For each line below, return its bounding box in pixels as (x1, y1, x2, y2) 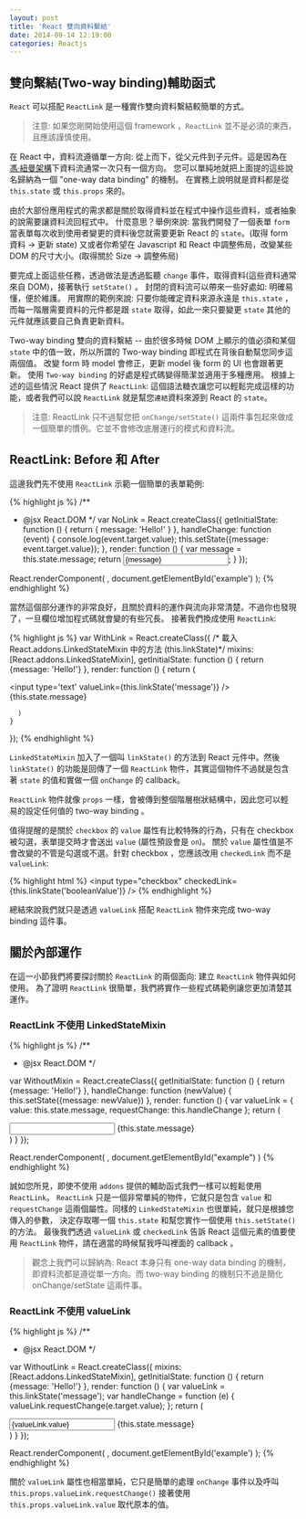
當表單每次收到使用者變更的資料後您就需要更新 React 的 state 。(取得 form (9, 227, 289, 238)
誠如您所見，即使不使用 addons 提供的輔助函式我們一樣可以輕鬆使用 (9, 1180, 262, 1191)
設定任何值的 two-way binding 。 (25, 805, 149, 816)
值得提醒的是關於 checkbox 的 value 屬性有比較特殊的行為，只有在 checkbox (9, 824, 294, 836)
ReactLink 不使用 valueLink (9, 1304, 131, 1317)
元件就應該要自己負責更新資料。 (9, 316, 129, 327)
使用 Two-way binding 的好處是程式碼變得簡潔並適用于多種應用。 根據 (26, 369, 288, 380)
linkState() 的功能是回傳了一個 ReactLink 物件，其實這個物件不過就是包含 (9, 763, 290, 774)
